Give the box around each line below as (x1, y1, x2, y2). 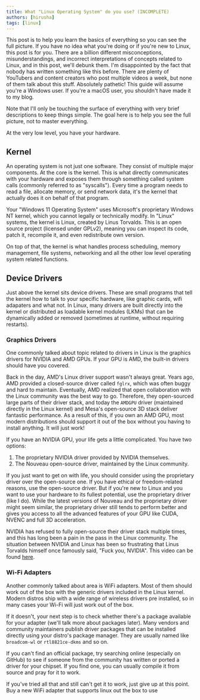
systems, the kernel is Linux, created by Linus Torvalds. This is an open (6, 219, 182, 226)
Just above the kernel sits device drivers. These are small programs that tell (6, 289, 193, 296)
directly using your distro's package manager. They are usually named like (6, 632, 189, 639)
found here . (6, 553, 35, 561)
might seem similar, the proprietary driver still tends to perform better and (6, 504, 187, 511)
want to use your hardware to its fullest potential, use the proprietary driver (6, 491, 191, 498)
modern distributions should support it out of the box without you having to (6, 418, 191, 425)
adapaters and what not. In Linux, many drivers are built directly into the (6, 302, 183, 309)
